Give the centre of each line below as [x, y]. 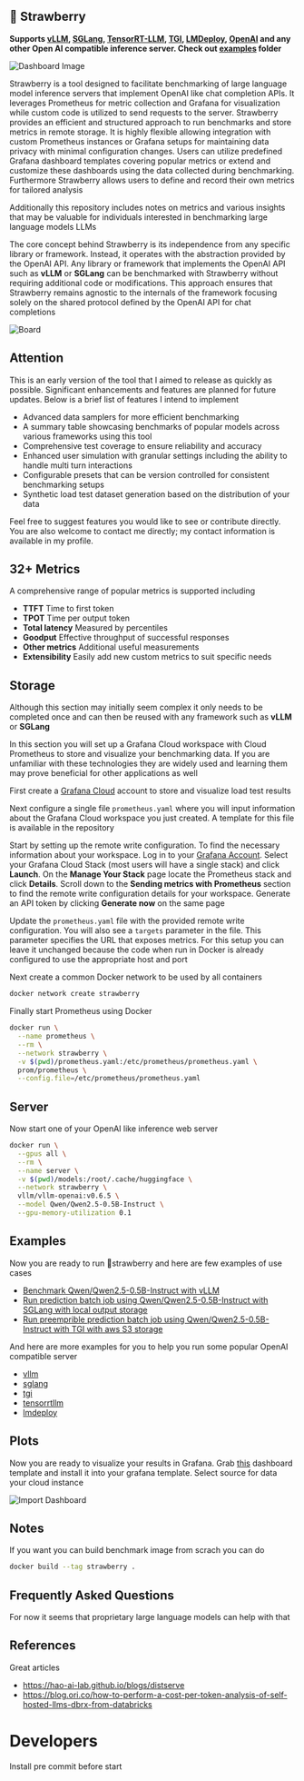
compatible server [44, 1356]
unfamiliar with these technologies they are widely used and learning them [148, 763]
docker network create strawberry [75, 994]
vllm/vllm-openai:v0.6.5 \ [69, 1196]
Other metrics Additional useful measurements [111, 647]
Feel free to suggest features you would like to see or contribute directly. [145, 521]
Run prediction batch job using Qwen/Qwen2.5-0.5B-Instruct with [145, 1299]
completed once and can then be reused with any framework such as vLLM [151, 717]
